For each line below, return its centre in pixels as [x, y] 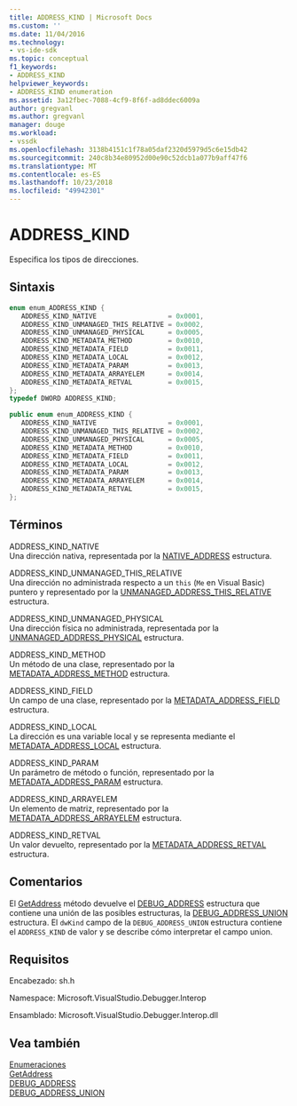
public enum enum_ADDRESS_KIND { [71, 415]
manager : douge [37, 125]
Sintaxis [32, 287]
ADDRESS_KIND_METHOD [58, 655]
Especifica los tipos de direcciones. [74, 259]
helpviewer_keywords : [49, 84]
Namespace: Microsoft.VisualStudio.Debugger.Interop [108, 998]
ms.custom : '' [35, 26]
